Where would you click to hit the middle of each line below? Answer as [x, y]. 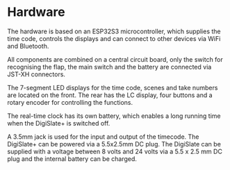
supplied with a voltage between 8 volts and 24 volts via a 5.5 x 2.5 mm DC [115, 151]
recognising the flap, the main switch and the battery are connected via [109, 67]
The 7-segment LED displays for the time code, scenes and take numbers [113, 87]
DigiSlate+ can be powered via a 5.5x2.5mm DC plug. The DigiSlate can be [114, 144]
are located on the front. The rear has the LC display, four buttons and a [110, 95]
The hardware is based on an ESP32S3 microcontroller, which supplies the [114, 31]
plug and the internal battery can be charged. [72, 159]
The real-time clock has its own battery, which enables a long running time [114, 116]
